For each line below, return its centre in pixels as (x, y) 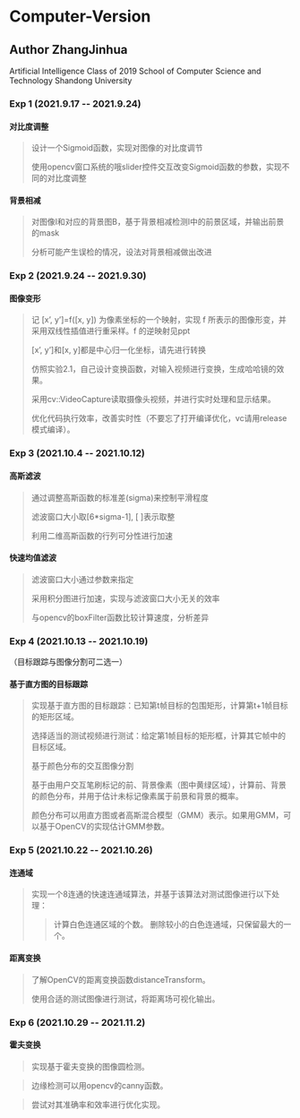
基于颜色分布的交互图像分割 (82, 766)
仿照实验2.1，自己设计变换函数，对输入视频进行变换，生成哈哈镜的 (154, 369)
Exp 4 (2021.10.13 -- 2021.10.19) (79, 641)
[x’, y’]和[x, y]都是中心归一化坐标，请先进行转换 (119, 350)
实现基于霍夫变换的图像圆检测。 (90, 1066)
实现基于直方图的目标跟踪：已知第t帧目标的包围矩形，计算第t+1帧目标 (159, 706)
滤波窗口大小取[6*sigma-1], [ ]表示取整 (103, 516)
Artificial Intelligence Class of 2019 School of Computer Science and (135, 71)
